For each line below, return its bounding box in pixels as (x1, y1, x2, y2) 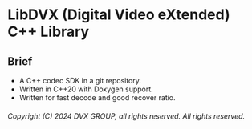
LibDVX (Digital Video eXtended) (7, 6, 230, 24)
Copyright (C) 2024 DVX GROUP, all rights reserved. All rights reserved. (7, 111, 246, 121)
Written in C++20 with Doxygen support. (18, 84, 153, 94)
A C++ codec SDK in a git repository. (18, 76, 142, 85)
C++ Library (7, 22, 90, 41)
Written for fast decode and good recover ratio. (18, 93, 176, 102)
